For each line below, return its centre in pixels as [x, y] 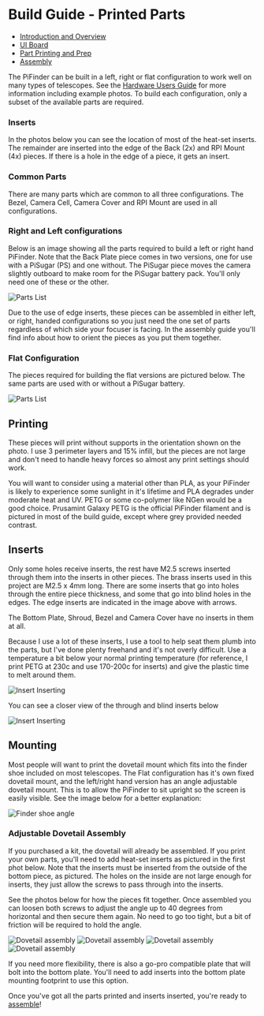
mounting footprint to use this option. [69, 981]
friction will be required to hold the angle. [75, 924]
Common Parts [37, 177]
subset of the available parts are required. [76, 102]
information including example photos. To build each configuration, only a [128, 93]
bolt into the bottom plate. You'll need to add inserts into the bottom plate [127, 972]
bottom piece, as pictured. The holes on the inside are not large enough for [130, 876]
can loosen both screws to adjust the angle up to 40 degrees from [115, 908]
